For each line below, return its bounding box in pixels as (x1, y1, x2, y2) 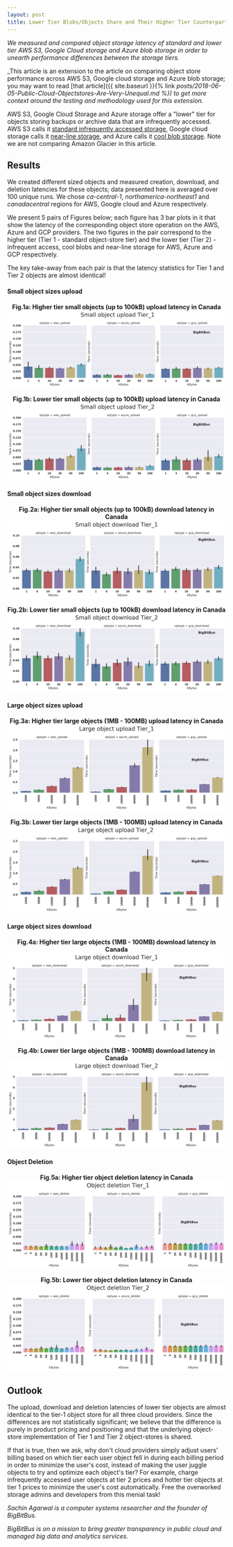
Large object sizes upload (7, 701, 83, 709)
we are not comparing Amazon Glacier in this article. (7, 139, 157, 147)
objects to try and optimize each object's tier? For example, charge (7, 1468, 199, 1477)
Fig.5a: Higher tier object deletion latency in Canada (40, 1173, 193, 1181)
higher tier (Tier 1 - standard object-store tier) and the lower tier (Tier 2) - (7, 236, 216, 244)
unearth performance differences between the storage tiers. (7, 53, 180, 62)
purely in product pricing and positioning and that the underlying (7, 1425, 192, 1434)
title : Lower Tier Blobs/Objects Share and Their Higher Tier (7, 18, 191, 26)
